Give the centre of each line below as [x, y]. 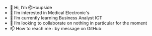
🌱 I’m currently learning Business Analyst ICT [56, 18]
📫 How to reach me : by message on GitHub [56, 28]
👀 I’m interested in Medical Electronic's [49, 13]
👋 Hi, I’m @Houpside [31, 8]
